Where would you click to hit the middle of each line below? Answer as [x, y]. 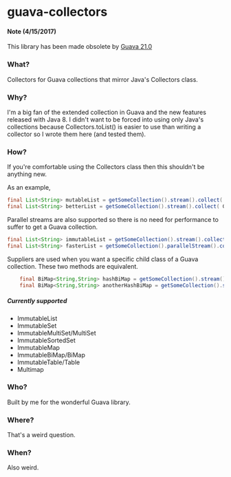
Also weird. [23, 467]
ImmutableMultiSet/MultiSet [56, 333]
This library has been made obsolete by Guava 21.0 [80, 47]
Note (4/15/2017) [32, 31]
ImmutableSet [37, 325]
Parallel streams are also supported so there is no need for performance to [113, 220]
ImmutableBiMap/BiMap [51, 355]
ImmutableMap [38, 347]
